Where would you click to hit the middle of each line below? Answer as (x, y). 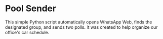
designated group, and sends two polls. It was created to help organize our (81, 27)
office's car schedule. (27, 32)
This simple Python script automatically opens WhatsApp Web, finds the (79, 22)
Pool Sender (31, 9)
